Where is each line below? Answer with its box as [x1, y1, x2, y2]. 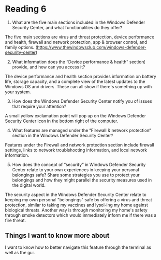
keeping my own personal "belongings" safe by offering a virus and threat [5, 196, 152, 202]
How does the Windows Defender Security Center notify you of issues [12, 98, 152, 104]
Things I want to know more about [5, 231, 110, 240]
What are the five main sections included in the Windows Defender [12, 19, 146, 25]
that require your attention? [12, 103, 67, 109]
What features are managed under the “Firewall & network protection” [12, 127, 151, 133]
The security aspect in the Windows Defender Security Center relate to [5, 192, 146, 197]
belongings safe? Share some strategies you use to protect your [12, 172, 140, 178]
